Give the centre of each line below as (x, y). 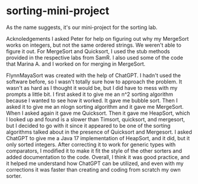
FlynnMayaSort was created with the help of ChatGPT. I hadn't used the (94, 75)
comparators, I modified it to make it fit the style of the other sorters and (94, 151)
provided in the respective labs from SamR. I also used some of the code (95, 57)
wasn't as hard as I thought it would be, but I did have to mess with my (92, 88)
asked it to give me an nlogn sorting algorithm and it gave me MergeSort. (95, 106)
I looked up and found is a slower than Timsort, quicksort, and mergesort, (95, 119)
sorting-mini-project (58, 11)
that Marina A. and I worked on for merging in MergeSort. (76, 64)
